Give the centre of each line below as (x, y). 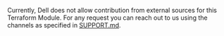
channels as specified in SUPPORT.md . (64, 25)
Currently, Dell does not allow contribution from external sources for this (112, 10)
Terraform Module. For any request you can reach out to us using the (107, 18)
